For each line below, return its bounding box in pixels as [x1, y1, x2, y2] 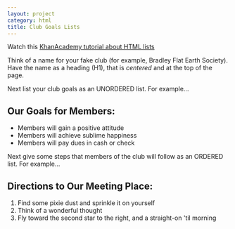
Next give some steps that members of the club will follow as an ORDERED [7, 152, 224, 161]
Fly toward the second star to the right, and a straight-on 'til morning [17, 214, 217, 222]
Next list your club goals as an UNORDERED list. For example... [7, 85, 189, 93]
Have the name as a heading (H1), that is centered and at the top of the [7, 64, 212, 72]
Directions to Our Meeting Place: [7, 180, 153, 192]
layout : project [7, 10, 55, 18]
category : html [7, 17, 52, 24]
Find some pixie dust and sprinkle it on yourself [17, 199, 155, 207]
